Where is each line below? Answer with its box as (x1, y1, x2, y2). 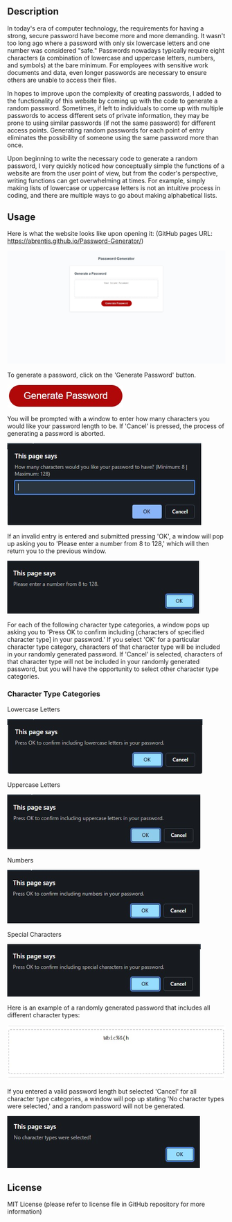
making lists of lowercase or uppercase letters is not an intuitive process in (7, 183, 221, 192)
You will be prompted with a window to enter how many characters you (7, 414, 210, 423)
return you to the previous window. (7, 547, 107, 555)
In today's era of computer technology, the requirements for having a (7, 24, 204, 33)
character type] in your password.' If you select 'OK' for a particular (7, 635, 200, 643)
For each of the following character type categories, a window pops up (7, 620, 210, 629)
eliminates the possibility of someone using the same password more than (7, 133, 220, 142)
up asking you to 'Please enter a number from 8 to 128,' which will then (7, 539, 209, 548)
